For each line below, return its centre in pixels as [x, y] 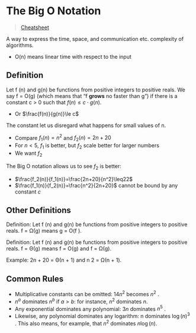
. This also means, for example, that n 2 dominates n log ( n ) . [86, 323]
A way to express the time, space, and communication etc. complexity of [95, 39]
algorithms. [20, 45]
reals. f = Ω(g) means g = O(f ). [44, 231]
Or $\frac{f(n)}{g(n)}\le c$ [47, 113]
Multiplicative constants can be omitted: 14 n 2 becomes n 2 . [87, 294]
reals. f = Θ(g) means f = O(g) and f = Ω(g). [59, 249]
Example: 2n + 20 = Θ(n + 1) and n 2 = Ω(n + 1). [64, 260]
